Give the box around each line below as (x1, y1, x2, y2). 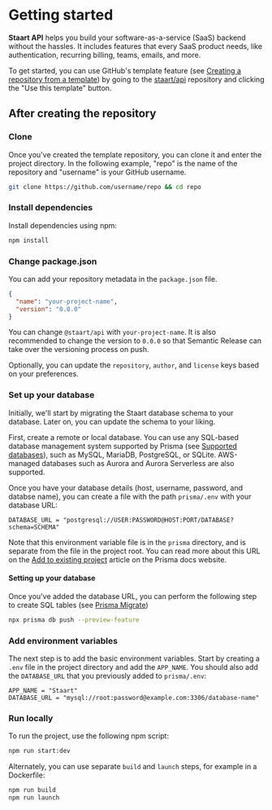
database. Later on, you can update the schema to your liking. (8, 416, 216, 426)
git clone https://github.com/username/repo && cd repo (8, 183, 201, 191)
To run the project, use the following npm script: (8, 731, 169, 741)
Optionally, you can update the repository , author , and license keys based (8, 360, 260, 370)
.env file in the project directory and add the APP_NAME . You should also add (8, 663, 258, 672)
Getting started (8, 6, 114, 24)
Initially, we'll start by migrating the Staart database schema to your (8, 407, 234, 417)
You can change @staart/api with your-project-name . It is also (8, 328, 217, 337)
